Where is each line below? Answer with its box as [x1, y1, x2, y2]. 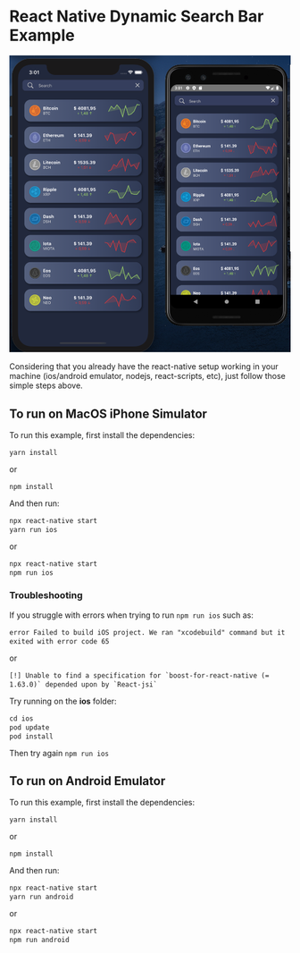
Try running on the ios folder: [9, 696, 118, 706]
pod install [9, 731, 54, 741]
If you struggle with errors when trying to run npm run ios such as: [9, 610, 254, 620]
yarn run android [9, 892, 74, 902]
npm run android [9, 936, 70, 945]
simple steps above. [9, 380, 83, 391]
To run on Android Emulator [9, 773, 166, 789]
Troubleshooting [9, 589, 83, 602]
